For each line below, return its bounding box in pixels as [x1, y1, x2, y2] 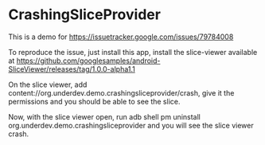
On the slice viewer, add [8, 80, 88, 89]
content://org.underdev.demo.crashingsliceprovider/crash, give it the [8, 88, 235, 97]
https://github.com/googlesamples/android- [16, 56, 161, 65]
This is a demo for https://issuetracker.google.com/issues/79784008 [8, 32, 234, 41]
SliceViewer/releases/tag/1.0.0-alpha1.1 [8, 64, 135, 73]
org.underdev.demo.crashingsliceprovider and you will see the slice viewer [8, 120, 254, 130]
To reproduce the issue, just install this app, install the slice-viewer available [8, 47, 258, 57]
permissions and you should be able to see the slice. [8, 96, 181, 106]
